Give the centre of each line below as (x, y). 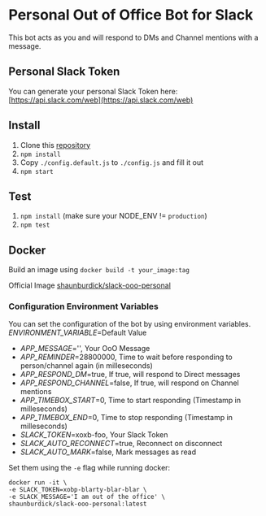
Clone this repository (55, 145)
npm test (35, 225)
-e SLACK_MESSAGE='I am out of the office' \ (87, 497)
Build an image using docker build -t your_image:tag (99, 270)
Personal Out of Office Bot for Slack (131, 15)
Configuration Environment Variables (83, 306)
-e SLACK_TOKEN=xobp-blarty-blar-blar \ (78, 490)
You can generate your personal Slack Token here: (93, 91)
